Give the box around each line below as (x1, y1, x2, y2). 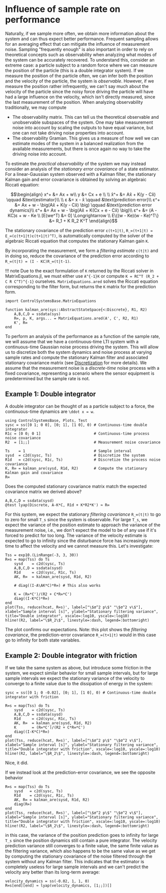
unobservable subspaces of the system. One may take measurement (12, 119, 154, 125)
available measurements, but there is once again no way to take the (12, 146, 150, 152)
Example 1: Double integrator (5, 390, 96, 399)
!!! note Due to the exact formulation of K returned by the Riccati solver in (5, 267, 154, 274)
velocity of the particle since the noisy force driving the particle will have (5, 88, 154, 94)
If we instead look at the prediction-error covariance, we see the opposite (5, 769, 156, 775)
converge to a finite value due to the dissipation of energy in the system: (5, 680, 153, 686)
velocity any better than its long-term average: (5, 869, 100, 875)
